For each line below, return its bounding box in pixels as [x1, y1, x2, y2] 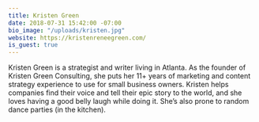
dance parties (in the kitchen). [8, 105, 107, 115]
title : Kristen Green [8, 11, 80, 20]
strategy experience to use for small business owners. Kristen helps [8, 80, 229, 90]
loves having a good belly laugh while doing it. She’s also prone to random [8, 97, 250, 106]
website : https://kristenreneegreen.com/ [8, 33, 147, 42]
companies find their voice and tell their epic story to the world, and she [8, 88, 242, 97]
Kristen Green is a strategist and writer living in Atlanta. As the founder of [8, 63, 246, 72]
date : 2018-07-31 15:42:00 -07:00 [8, 19, 122, 27]
